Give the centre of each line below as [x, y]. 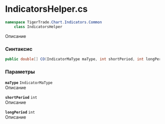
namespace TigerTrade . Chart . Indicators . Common [54, 22]
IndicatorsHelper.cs [46, 9]
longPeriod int [20, 112]
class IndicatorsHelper [38, 27]
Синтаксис [19, 49]
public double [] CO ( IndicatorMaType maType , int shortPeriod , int [74, 59]
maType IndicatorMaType [29, 83]
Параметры [20, 71]
